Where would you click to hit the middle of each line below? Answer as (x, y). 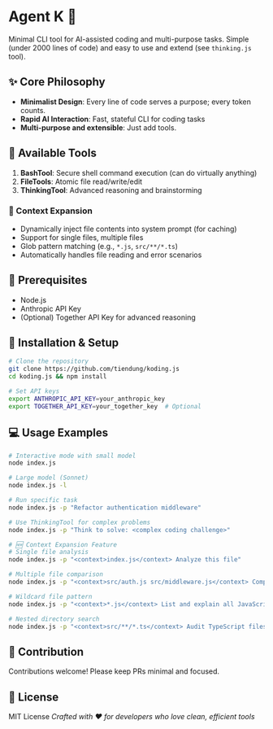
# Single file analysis (49, 552)
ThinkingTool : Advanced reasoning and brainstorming (111, 190)
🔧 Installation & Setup (64, 343)
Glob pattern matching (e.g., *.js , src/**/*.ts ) (99, 246)
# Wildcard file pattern (50, 596)
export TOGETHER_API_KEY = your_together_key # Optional (105, 406)
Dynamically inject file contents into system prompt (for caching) (128, 229)
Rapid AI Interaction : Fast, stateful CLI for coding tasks (113, 119)
